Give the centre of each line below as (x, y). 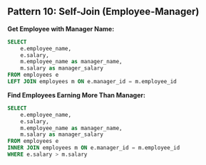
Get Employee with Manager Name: (61, 28)
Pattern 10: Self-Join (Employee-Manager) (103, 12)
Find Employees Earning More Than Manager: (77, 95)
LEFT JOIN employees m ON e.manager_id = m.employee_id (92, 82)
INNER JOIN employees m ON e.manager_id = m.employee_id (94, 148)
